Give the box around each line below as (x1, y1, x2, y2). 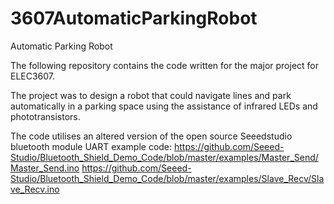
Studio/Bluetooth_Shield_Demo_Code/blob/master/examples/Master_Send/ (10, 151, 319, 163)
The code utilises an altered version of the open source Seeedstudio (10, 130, 293, 142)
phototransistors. (10, 110, 81, 122)
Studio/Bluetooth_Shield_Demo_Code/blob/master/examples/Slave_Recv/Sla (10, 172, 325, 184)
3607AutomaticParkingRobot (10, 7, 258, 30)
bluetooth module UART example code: (10, 140, 173, 152)
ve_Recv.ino (10, 183, 60, 195)
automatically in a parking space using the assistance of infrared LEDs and (10, 100, 318, 112)
